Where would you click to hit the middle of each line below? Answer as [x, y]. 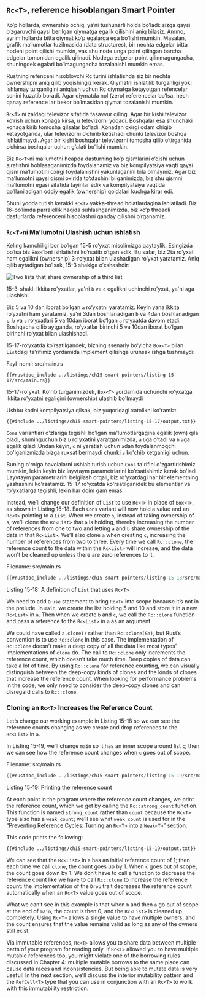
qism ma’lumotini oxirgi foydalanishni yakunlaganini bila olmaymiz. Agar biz [101, 171]
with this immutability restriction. [48, 988]
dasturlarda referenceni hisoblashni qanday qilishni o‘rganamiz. [86, 216]
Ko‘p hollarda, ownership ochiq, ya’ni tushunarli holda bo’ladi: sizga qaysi [98, 25]
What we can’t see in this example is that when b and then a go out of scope [102, 905]
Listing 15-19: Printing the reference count [59, 788]
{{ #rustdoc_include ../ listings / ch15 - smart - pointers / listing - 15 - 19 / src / [101, 776]
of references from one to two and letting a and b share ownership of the [98, 528]
